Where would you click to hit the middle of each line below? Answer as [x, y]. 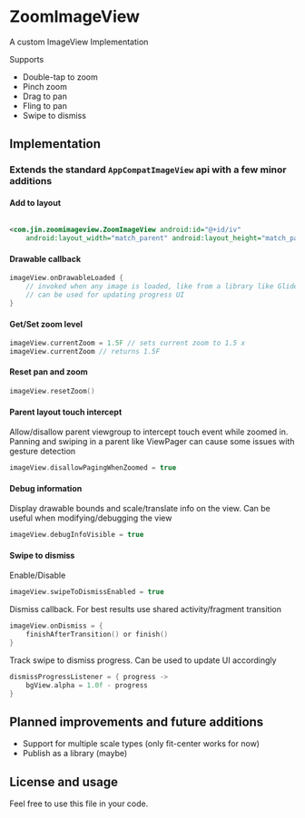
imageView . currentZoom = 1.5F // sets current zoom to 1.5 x [128, 343]
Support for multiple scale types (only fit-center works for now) [141, 744]
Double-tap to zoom [60, 77]
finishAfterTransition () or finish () [97, 635]
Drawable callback [45, 258]
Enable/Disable [38, 575]
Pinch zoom [45, 86]
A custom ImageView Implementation [79, 42]
